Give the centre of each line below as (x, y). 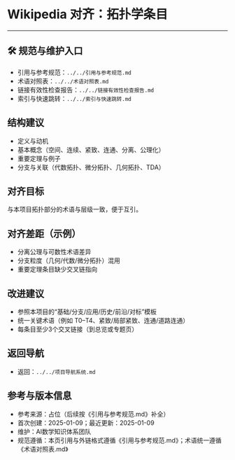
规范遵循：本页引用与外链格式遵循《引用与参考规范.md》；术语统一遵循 (119, 440)
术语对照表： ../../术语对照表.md (63, 81)
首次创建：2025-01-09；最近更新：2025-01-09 (86, 423)
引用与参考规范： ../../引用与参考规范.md (74, 72)
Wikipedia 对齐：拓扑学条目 (87, 14)
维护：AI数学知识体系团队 (54, 431)
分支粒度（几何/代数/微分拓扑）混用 (69, 260)
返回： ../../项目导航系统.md (56, 371)
